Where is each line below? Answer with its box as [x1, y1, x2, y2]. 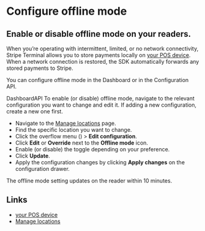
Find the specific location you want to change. [15, 126, 132, 133]
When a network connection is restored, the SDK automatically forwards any [6, 58, 199, 65]
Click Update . [15, 152, 50, 159]
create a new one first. [6, 108, 63, 115]
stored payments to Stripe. [6, 64, 73, 72]
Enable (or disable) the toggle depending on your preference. [15, 146, 170, 153]
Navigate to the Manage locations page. [15, 119, 116, 127]
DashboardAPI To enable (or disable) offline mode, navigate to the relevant [6, 95, 195, 102]
